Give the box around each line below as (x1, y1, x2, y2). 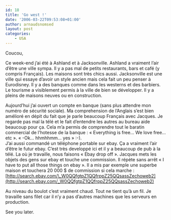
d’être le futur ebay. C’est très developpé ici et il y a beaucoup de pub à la (5, 145, 161, 152)
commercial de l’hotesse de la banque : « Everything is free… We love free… (5, 129, 166, 135)
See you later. (5, 209, 34, 215)
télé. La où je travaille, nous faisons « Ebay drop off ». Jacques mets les (5, 151, 157, 157)
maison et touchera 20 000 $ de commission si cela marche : (5, 167, 135, 174)
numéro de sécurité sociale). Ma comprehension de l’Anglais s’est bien (5, 108, 154, 114)
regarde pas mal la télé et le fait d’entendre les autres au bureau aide (5, 118, 150, 125)
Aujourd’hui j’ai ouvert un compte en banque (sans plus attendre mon (5, 102, 151, 108)
